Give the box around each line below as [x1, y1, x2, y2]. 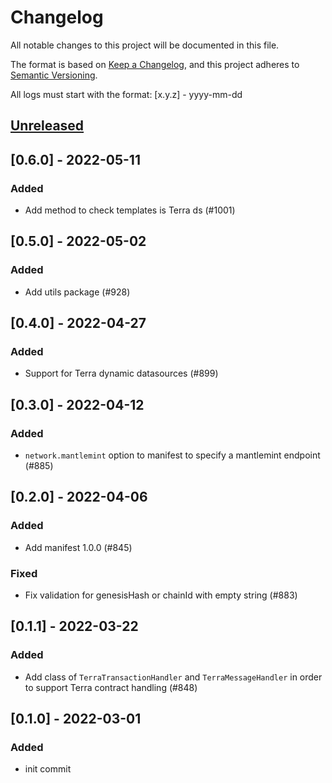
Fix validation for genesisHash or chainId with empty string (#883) [24, 589, 298, 601]
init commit [24, 763, 72, 775]
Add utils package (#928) [24, 286, 131, 298]
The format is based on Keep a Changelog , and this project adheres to [10, 58, 300, 70]
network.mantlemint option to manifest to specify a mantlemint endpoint [24, 449, 321, 461]
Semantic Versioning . [10, 69, 98, 81]
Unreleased [10, 117, 85, 135]
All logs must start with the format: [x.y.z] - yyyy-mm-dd [10, 88, 243, 100]
